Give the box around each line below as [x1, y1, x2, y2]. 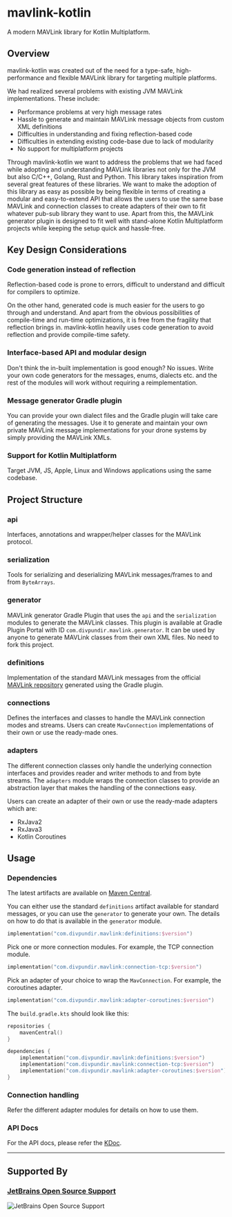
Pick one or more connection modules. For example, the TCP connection [7, 943, 214, 951]
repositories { [7, 1023, 51, 1030]
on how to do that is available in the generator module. [7, 917, 162, 925]
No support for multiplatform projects [17, 144, 124, 153]
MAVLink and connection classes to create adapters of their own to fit [7, 202, 206, 210]
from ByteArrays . [7, 578, 55, 586]
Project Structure [7, 493, 83, 506]
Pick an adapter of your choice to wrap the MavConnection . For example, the [7, 976, 222, 984]
